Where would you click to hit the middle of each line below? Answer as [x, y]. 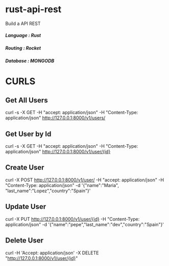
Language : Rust [23, 35]
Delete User [25, 241]
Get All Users [27, 100]
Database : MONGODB [30, 61]
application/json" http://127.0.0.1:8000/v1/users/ [55, 118]
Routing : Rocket [23, 48]
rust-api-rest [33, 9]
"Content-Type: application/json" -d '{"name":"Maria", [62, 185]
